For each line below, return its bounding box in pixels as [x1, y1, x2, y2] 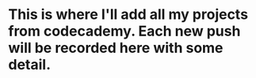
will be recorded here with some [8, 39, 224, 57]
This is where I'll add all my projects [8, 6, 248, 24]
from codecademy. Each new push [8, 22, 241, 40]
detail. [8, 56, 52, 74]
